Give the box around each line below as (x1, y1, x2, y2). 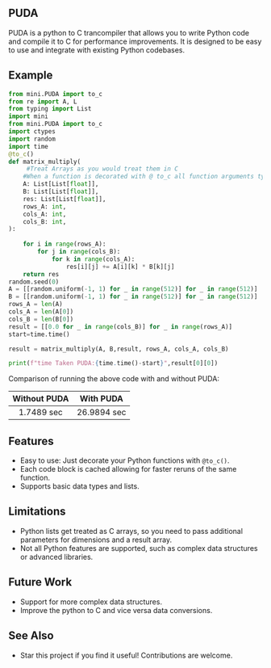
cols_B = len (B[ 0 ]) (8, 315, 74, 323)
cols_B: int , (23, 217, 67, 225)
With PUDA (79, 393, 123, 405)
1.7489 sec (19, 407, 63, 418)
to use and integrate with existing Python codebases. (8, 44, 186, 55)
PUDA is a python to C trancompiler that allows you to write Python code (8, 27, 250, 37)
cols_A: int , (23, 210, 67, 218)
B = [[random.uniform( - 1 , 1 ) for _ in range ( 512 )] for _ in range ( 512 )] (8, 292, 258, 301)
